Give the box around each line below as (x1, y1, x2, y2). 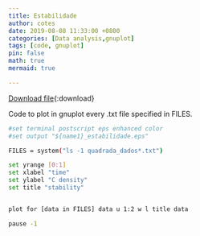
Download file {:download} (8, 93, 95, 103)
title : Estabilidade (8, 11, 78, 20)
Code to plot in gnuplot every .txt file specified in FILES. (8, 109, 193, 118)
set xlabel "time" (8, 168, 70, 177)
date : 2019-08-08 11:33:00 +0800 (8, 27, 120, 35)
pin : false (8, 49, 45, 57)
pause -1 (8, 219, 38, 228)
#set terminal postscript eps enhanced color (8, 124, 163, 133)
